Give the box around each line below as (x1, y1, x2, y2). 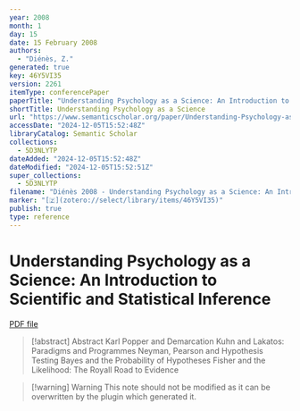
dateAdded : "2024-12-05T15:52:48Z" (9, 154, 142, 164)
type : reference (9, 212, 70, 222)
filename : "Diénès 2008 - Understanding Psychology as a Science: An (9, 188, 274, 197)
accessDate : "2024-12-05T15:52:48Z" (9, 122, 146, 130)
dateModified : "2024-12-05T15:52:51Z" (9, 163, 154, 172)
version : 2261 (9, 80, 62, 88)
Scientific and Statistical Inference (9, 289, 271, 309)
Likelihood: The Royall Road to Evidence (30, 364, 179, 375)
